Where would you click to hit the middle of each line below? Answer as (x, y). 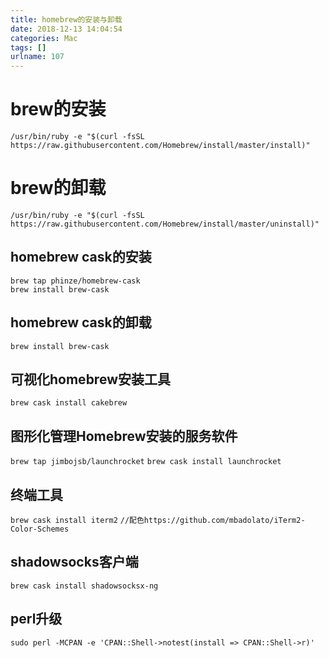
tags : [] (28, 47)
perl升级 (36, 619)
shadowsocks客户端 (74, 562)
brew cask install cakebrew (69, 403)
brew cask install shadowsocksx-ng (84, 586)
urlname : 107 (37, 57)
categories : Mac (44, 38)
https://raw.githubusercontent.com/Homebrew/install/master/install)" (160, 146)
